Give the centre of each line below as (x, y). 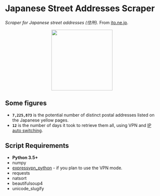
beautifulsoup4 (27, 183)
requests (21, 173)
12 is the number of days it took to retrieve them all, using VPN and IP (82, 125)
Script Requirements (37, 146)
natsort (19, 178)
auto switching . (27, 130)
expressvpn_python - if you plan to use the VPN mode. (67, 168)
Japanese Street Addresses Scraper (80, 9)
